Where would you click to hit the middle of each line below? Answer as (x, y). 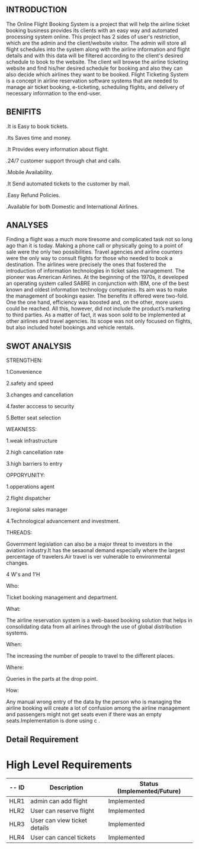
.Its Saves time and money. (39, 137)
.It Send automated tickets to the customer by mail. (68, 184)
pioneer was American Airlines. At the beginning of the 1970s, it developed (97, 277)
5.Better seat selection (33, 418)
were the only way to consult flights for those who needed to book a (89, 258)
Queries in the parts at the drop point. (52, 679)
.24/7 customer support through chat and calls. (64, 161)
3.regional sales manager (37, 510)
